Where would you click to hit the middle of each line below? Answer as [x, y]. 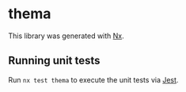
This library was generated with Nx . [66, 36]
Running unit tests [54, 61]
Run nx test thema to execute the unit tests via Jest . [93, 79]
